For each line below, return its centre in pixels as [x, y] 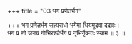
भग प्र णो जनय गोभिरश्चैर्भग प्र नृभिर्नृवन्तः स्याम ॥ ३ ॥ [66, 33]
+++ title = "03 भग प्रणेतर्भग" [45, 11]
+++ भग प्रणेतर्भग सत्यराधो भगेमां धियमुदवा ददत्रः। [64, 25]
